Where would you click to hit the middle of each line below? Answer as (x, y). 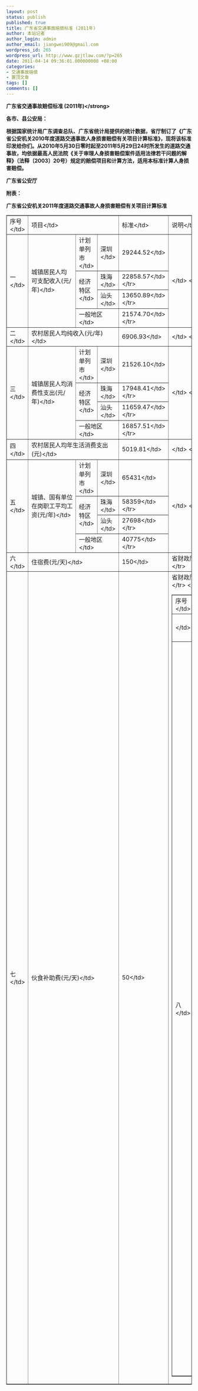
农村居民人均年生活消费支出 (70, 445)
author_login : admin (32, 39)
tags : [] (17, 83)
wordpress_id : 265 (29, 50)
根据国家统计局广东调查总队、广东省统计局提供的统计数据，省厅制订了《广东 (99, 131)
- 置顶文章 (18, 77)
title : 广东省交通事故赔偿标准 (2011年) (51, 28)
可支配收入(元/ (52, 281)
